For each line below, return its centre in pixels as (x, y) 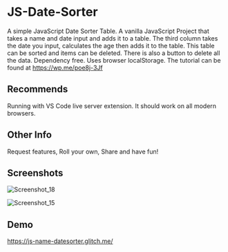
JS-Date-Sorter (53, 12)
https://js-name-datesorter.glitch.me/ (60, 241)
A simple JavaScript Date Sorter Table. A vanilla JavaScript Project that (108, 31)
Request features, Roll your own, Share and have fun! (83, 151)
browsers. (21, 113)
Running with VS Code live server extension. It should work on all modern (112, 106)
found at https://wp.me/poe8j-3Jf (55, 67)
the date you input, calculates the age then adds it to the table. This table (111, 45)
